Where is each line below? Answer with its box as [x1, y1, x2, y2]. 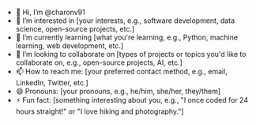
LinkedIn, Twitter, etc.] [15, 78, 88, 87]
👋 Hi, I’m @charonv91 [15, 8, 85, 17]
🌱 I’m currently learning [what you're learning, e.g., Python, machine [15, 32, 239, 42]
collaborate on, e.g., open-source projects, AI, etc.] [15, 58, 183, 67]
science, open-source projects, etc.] [15, 24, 135, 33]
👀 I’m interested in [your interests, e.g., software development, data [15, 16, 235, 25]
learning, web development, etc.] [15, 41, 124, 51]
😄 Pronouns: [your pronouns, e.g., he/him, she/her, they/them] [15, 87, 221, 96]
